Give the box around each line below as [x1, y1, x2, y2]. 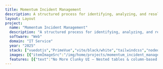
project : [5, 20, 23, 26]
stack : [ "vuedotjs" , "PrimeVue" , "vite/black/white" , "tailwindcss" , [9, 48, 147, 52]
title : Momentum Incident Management [5, 7, 81, 12]
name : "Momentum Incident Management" [9, 25, 88, 30]
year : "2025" [9, 43, 36, 48]
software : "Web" [9, 34, 42, 39]
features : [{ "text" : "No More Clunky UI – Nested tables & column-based [9, 57, 158, 62]
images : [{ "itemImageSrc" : [9, 52, 64, 57]
